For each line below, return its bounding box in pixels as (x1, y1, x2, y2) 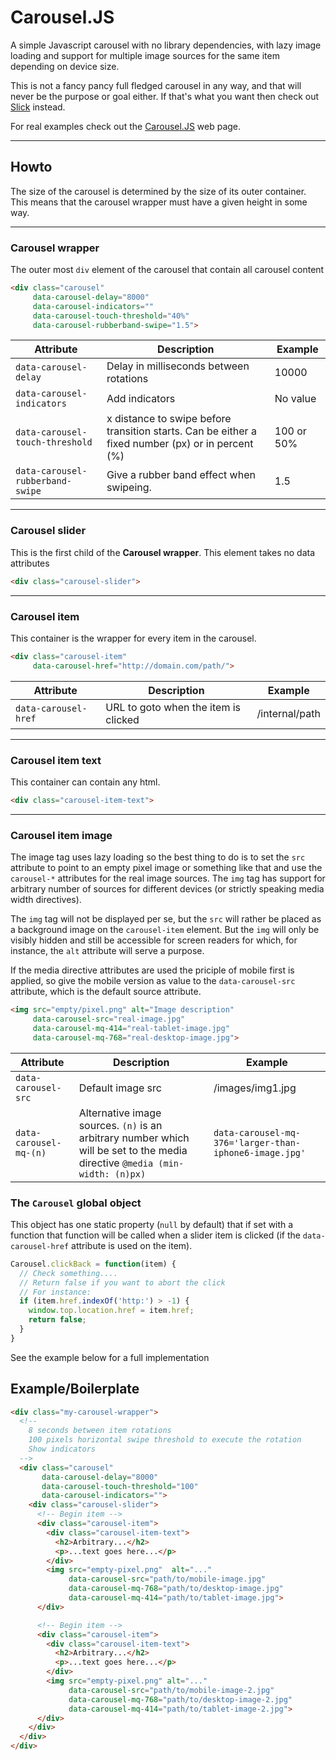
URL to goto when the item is (105, 700, 242, 714)
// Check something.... (19, 1268, 118, 1278)
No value (274, 392, 317, 406)
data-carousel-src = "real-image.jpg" (32, 1014, 186, 1024)
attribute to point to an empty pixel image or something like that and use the (10, 862, 323, 874)
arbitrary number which (78, 1131, 190, 1145)
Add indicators (106, 392, 176, 406)
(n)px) (114, 1168, 147, 1180)
